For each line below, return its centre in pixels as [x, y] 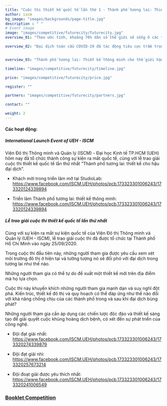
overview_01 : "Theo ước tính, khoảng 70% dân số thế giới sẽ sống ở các [82, 38]
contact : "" [17, 105]
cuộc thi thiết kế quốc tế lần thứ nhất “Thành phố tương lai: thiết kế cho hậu [82, 164]
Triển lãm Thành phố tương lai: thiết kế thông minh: [64, 199]
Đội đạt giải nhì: [28, 354]
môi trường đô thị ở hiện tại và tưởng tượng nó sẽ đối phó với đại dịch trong [82, 259]
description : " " [24, 24]
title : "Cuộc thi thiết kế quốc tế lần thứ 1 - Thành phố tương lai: [79, 10]
